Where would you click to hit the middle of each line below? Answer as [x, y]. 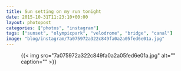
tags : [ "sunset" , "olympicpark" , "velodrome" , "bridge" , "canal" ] [89, 33]
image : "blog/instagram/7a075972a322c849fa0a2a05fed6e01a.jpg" [85, 39]
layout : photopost [29, 22]
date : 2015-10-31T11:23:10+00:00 [47, 17]
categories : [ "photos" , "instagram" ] [52, 28]
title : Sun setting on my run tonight [54, 11]
